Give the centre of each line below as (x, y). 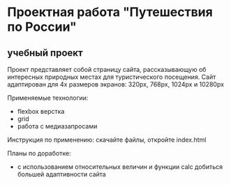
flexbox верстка (41, 111)
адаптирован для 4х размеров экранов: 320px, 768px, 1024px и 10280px (116, 84)
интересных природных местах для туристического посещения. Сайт (112, 77)
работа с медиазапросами (57, 126)
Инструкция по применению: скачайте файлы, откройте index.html (107, 140)
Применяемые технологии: (48, 98)
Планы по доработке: (39, 153)
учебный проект (45, 53)
